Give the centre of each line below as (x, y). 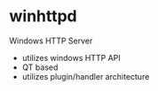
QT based (40, 67)
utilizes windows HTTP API (71, 57)
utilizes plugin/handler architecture (86, 76)
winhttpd (43, 16)
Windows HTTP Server (51, 41)
